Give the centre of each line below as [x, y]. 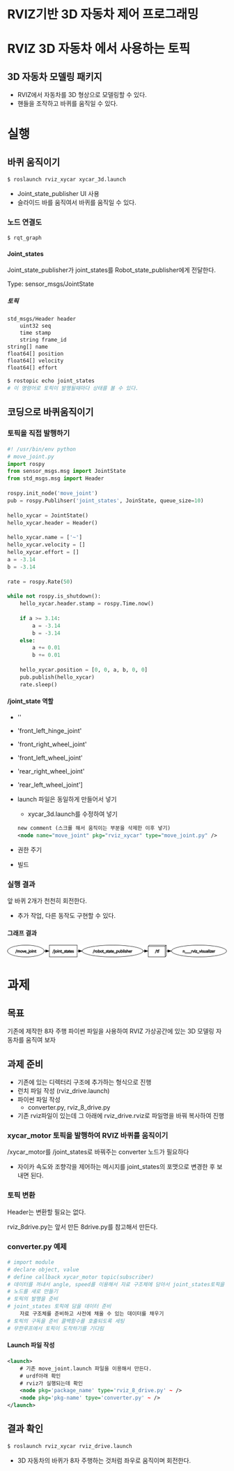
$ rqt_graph [24, 238]
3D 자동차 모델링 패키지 [55, 76]
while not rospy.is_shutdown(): [54, 596]
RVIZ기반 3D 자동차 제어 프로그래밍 [103, 14]
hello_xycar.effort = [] [43, 552]
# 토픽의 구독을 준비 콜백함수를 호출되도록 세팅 [66, 1321]
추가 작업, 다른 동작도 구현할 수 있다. [67, 915]
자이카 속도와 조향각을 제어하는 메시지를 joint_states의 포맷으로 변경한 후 [116, 1167]
